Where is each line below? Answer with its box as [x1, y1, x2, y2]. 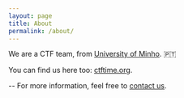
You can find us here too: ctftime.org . [8, 66, 133, 75]
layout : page [8, 11, 53, 20]
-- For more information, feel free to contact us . [8, 81, 168, 91]
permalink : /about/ [8, 27, 75, 35]
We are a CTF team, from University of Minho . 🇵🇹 [8, 49, 177, 59]
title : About [8, 19, 53, 28]
